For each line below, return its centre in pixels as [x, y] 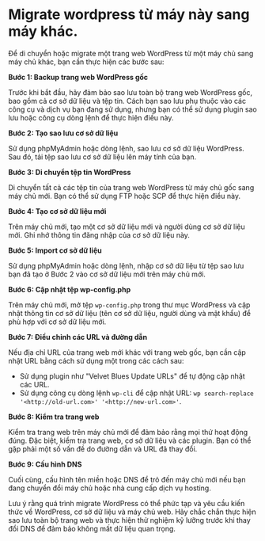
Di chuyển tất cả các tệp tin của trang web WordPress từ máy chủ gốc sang [131, 187]
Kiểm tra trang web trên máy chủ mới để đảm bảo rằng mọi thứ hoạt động [128, 432]
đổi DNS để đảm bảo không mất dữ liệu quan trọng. [92, 528]
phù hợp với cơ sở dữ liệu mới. [57, 322]
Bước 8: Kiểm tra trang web [54, 417]
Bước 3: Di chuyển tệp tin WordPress [70, 172]
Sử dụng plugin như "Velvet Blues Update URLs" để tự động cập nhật [132, 376]
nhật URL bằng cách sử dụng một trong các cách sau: [96, 360]
